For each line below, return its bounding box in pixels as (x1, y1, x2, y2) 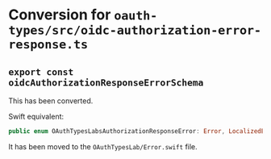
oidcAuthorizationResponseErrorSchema (8, 77, 204, 88)
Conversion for (8, 6, 111, 24)
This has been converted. (8, 96, 94, 106)
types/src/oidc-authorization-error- (8, 23, 262, 38)
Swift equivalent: (8, 111, 65, 121)
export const (8, 66, 74, 77)
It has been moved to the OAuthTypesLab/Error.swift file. (8, 141, 198, 151)
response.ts (8, 37, 89, 52)
